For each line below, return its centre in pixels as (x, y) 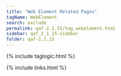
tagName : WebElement (32, 17)
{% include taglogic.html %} (41, 56)
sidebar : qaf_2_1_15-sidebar (42, 34)
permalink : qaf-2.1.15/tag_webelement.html (61, 28)
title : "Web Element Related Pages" (52, 12)
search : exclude (26, 23)
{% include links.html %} (36, 68)
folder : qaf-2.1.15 (30, 39)
